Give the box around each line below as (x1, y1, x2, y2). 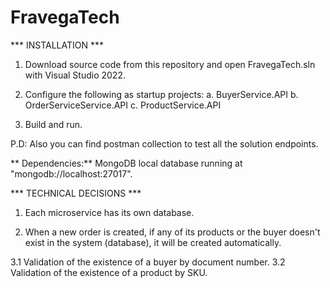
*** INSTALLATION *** (10, 39, 105, 51)
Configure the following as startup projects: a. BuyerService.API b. (24, 88, 299, 100)
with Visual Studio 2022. (24, 69, 126, 81)
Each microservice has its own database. (24, 206, 195, 218)
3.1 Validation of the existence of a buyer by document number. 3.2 (10, 256, 286, 268)
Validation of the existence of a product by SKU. (10, 266, 208, 278)
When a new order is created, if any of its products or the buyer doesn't (24, 226, 321, 238)
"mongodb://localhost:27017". (10, 167, 133, 180)
